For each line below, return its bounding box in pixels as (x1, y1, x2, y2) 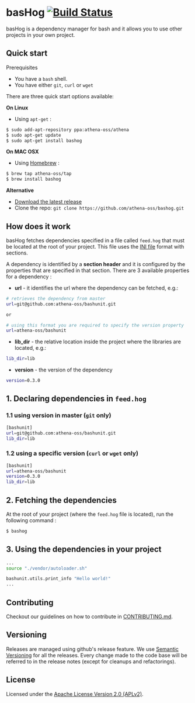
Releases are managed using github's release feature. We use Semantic (6, 645, 179, 652)
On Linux (6, 104, 29, 111)
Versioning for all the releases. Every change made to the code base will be (6, 652, 188, 659)
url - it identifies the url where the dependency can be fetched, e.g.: (14, 284, 179, 291)
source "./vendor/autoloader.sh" (6, 565, 88, 571)
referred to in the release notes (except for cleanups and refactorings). (6, 658, 176, 665)
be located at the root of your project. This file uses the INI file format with (6, 243, 184, 250)
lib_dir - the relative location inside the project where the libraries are (14, 338, 181, 345)
